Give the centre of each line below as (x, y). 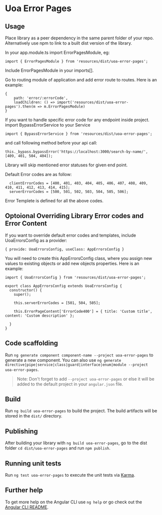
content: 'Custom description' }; (40, 316)
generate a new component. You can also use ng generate (63, 360)
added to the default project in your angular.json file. (70, 384)
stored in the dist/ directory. (34, 416)
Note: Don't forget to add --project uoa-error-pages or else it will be (86, 379)
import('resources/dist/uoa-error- (93, 102)
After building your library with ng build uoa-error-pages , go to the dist (76, 443)
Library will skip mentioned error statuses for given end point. (66, 165)
